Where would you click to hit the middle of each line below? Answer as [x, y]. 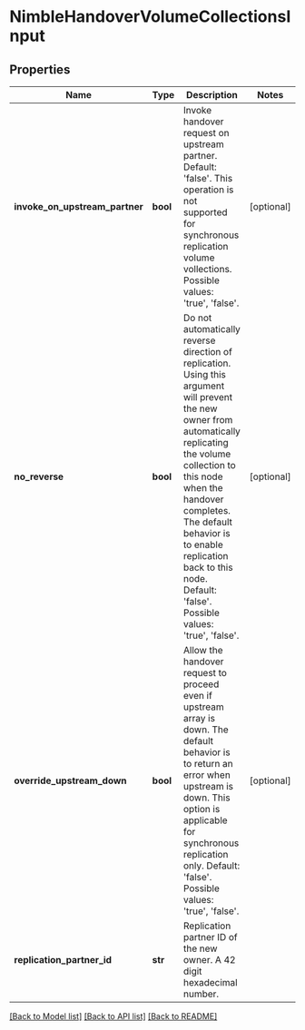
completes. [207, 510]
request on [206, 133]
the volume [207, 454]
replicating [206, 442]
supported [206, 212]
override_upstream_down [70, 780]
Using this [205, 374]
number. [201, 994]
